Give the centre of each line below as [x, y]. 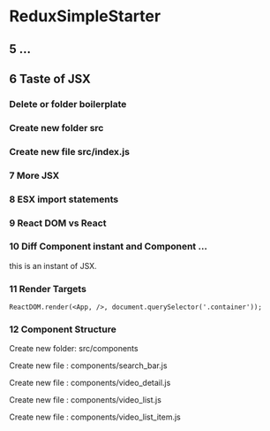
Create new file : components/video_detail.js [90, 383]
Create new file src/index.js [70, 151]
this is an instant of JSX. [53, 266]
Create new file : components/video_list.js [85, 400]
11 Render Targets [48, 289]
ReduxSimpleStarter [85, 16]
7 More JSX [34, 175]
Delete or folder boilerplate [68, 104]
